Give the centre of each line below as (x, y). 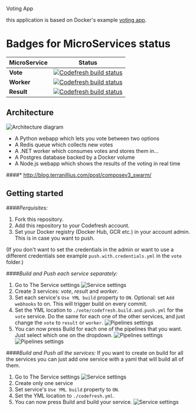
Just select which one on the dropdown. (64, 335)
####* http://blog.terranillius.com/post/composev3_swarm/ (79, 175)
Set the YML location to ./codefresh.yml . (64, 396)
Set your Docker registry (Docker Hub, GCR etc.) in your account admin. (102, 231)
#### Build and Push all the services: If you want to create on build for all (95, 353)
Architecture (30, 112)
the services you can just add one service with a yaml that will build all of (95, 359)
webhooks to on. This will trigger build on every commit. (81, 304)
